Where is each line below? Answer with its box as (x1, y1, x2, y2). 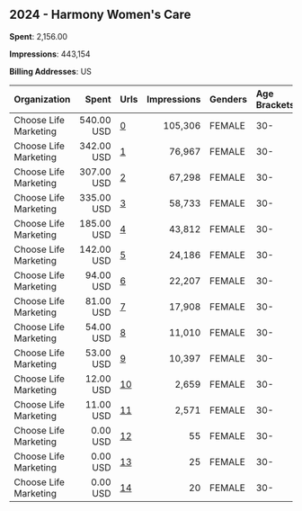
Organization (13, 93, 71, 105)
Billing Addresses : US (9, 66, 93, 76)
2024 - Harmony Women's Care (9, 7, 191, 22)
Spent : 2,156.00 (9, 31, 68, 41)
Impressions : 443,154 (9, 49, 92, 59)
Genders (209, 93, 247, 105)
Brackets (255, 98, 295, 111)
